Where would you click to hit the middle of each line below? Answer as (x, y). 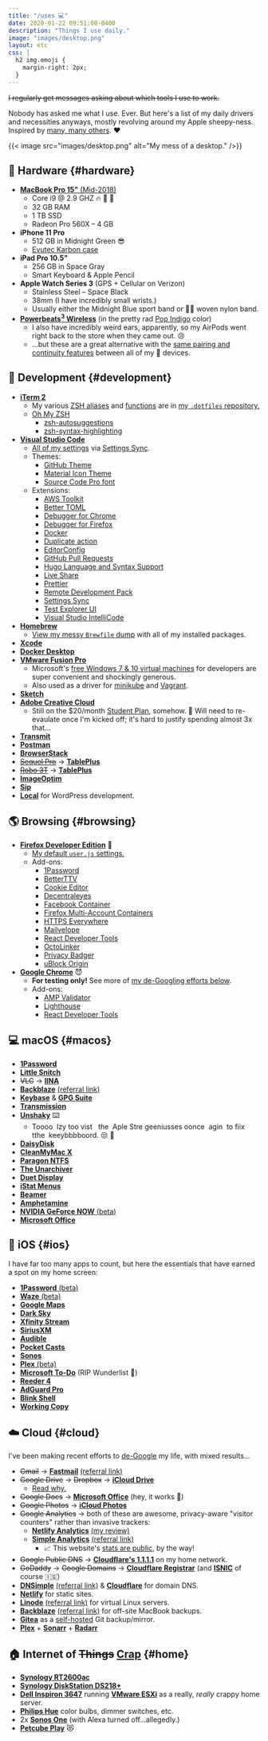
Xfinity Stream (45, 1322)
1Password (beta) (49, 1288)
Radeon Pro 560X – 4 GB (73, 224)
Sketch (32, 693)
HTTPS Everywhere (76, 921)
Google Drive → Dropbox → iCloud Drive (87, 1480)
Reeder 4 (35, 1381)
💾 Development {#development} (90, 378)
